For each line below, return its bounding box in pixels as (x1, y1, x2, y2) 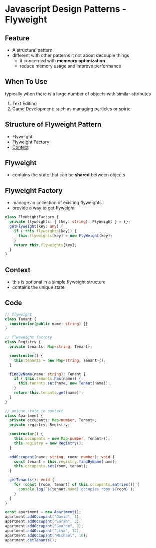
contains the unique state (12, 284, 65, 290)
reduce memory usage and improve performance (19, 63, 121, 69)
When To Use (5, 77, 48, 86)
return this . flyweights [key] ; (14, 242, 77, 248)
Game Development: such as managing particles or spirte (12, 106, 131, 112)
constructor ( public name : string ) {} (9, 321, 88, 326)
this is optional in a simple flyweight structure (12, 279, 106, 285)
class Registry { (5, 340, 41, 345)
